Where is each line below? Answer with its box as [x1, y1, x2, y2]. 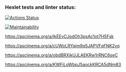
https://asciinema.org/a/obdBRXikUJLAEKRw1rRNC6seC [5, 52, 118, 58]
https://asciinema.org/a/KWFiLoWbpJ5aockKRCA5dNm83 [5, 62, 121, 68]
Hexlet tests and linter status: [5, 4, 76, 11]
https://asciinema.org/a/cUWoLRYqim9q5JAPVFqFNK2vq [5, 43, 120, 49]
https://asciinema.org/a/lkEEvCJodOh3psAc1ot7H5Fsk [5, 33, 114, 40]
